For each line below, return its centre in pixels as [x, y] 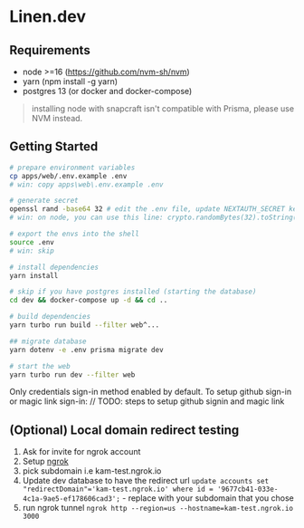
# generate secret [44, 201]
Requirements [50, 50]
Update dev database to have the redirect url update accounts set [146, 481]
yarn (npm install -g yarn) [70, 82]
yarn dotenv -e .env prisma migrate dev [87, 350]
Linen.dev [47, 17]
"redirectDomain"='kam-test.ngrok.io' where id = [118, 490]
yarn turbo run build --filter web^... [85, 325]
